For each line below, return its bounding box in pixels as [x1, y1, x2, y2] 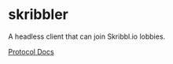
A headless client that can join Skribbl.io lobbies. [8, 32, 166, 41]
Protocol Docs [8, 47, 54, 56]
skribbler [8, 6, 69, 24]
